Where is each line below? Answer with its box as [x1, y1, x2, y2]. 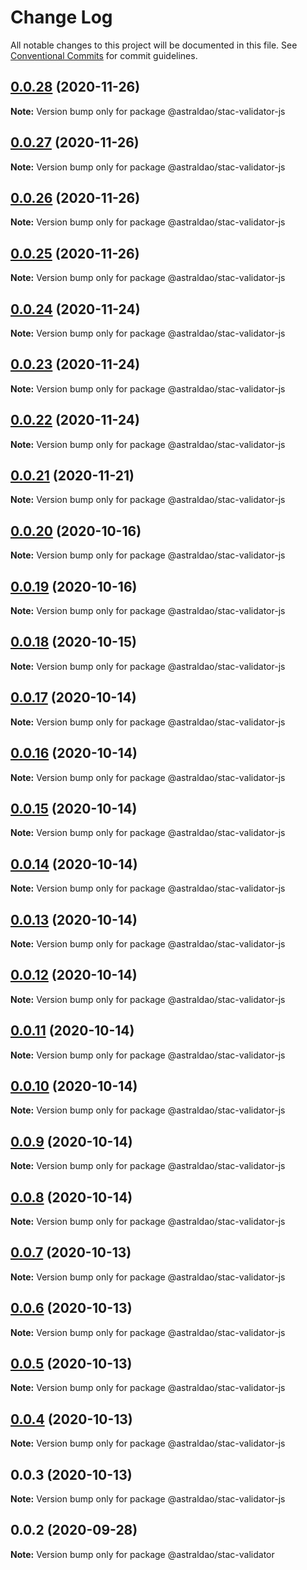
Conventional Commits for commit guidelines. [10, 49, 198, 61]
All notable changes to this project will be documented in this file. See [10, 39, 298, 51]
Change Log [10, 6, 113, 29]
